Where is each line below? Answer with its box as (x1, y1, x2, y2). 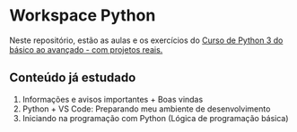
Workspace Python (9, 5, 156, 26)
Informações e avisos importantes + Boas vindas (22, 94, 204, 104)
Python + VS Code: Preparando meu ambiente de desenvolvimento (22, 103, 271, 114)
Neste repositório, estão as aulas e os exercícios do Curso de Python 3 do (9, 35, 284, 45)
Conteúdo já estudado (9, 70, 136, 86)
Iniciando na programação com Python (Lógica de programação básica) (22, 112, 289, 123)
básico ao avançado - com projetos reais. (9, 44, 163, 54)
